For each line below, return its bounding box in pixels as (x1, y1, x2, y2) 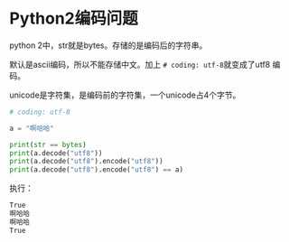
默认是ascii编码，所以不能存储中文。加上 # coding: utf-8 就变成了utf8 (9, 59, 271, 70)
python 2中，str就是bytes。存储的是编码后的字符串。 (9, 40, 208, 51)
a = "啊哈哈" (9, 124, 54, 133)
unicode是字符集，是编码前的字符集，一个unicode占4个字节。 (9, 89, 241, 100)
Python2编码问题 (9, 8, 138, 29)
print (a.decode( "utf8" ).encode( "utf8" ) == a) (9, 165, 183, 174)
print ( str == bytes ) (9, 140, 88, 149)
